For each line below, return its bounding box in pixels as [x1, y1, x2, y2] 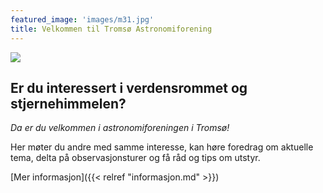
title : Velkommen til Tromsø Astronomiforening [10, 24, 213, 34]
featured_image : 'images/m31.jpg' [10, 14, 155, 25]
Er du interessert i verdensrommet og [10, 79, 248, 96]
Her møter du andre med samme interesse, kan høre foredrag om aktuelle [10, 141, 314, 153]
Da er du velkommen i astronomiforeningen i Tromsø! [10, 122, 230, 134]
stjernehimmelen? [10, 95, 127, 112]
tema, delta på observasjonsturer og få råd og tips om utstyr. [10, 152, 261, 164]
